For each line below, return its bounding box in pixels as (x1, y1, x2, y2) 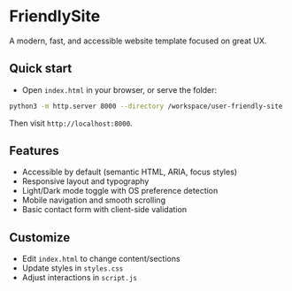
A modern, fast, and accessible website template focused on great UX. (9, 35, 267, 46)
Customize (9, 230, 71, 245)
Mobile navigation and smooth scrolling (21, 195, 166, 205)
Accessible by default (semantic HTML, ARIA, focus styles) (21, 166, 237, 178)
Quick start (9, 61, 73, 76)
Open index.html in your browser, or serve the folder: (21, 84, 218, 95)
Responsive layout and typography (21, 176, 150, 187)
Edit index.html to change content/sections (21, 254, 181, 264)
